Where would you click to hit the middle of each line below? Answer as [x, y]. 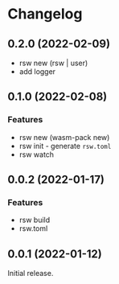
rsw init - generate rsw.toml [65, 146]
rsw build [35, 220]
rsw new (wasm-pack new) [64, 137]
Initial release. [31, 274]
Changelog [45, 14]
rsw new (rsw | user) [53, 63]
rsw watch [36, 154]
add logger [37, 72]
